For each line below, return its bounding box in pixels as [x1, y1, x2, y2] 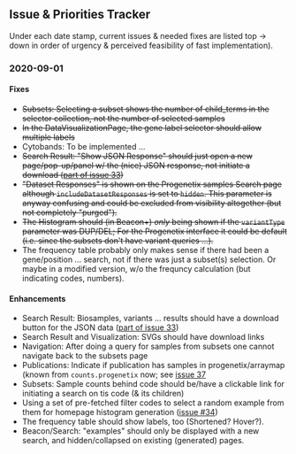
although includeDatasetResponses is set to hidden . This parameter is [21, 188, 272, 198]
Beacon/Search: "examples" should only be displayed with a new [21, 426, 260, 436]
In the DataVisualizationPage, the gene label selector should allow [21, 122, 262, 133]
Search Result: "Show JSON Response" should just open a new [21, 150, 254, 161]
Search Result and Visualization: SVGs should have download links [21, 332, 265, 342]
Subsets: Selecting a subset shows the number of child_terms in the [21, 104, 269, 114]
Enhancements [9, 293, 66, 304]
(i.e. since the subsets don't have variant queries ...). [21, 235, 214, 246]
